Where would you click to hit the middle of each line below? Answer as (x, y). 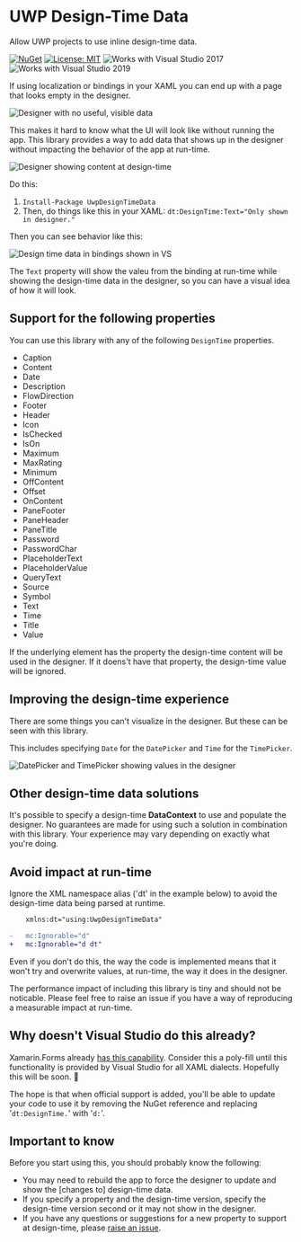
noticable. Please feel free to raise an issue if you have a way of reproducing (151, 998)
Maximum (41, 453)
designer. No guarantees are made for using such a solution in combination (148, 825)
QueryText (42, 577)
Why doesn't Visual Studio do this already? (133, 1036)
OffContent (43, 482)
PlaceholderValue (55, 567)
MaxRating (42, 462)
